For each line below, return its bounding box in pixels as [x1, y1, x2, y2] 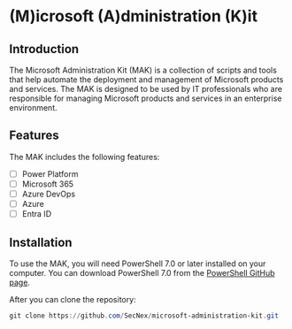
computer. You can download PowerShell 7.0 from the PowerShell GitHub [9, 267, 276, 278]
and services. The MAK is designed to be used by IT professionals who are [9, 84, 283, 94]
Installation [9, 234, 73, 249]
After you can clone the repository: [9, 294, 136, 304]
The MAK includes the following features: [9, 151, 160, 162]
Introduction [9, 42, 80, 57]
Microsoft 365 [21, 179, 73, 189]
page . [9, 277, 31, 287]
